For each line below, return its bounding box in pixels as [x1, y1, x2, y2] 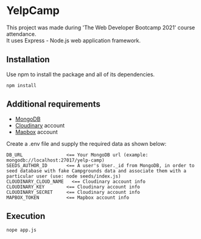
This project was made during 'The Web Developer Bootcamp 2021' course [6, 24, 196, 31]
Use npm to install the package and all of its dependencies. [6, 71, 155, 78]
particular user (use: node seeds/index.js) [6, 173, 121, 179]
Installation [6, 54, 50, 65]
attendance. [6, 30, 37, 37]
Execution [6, 211, 46, 221]
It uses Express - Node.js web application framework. [6, 37, 141, 44]
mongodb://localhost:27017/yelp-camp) [6, 157, 105, 163]
